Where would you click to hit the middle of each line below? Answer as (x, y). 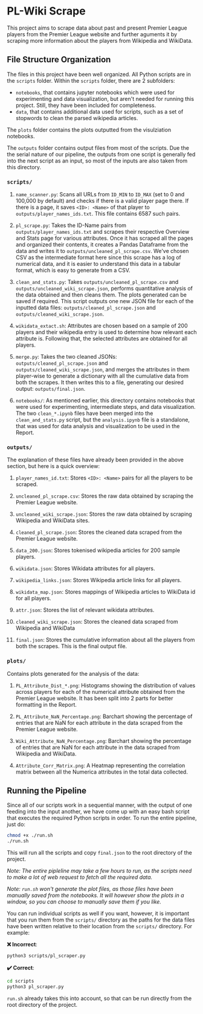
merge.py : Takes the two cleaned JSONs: (66, 357)
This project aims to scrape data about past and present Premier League (97, 28)
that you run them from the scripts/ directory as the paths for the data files (101, 920)
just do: (16, 824)
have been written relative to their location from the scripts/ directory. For (100, 926)
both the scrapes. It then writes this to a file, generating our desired (99, 382)
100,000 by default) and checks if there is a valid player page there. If (102, 201)
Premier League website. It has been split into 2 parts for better (94, 698)
